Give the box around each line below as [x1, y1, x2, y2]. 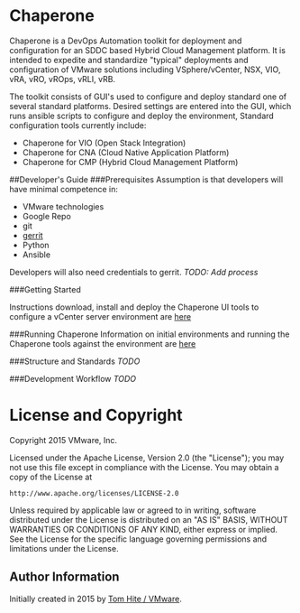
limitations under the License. [9, 543, 119, 553]
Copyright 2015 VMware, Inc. [9, 434, 118, 445]
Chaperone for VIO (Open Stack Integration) [22, 137, 186, 148]
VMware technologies [22, 200, 105, 212]
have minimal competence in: [9, 183, 119, 194]
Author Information [9, 570, 120, 585]
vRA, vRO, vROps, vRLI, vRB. [9, 73, 115, 84]
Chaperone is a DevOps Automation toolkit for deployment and [9, 35, 242, 46]
